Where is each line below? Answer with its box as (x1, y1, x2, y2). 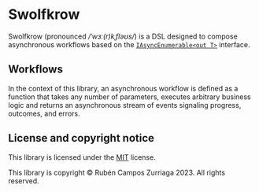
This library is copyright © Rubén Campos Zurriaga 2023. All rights (8, 168, 226, 177)
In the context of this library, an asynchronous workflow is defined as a (8, 83, 239, 93)
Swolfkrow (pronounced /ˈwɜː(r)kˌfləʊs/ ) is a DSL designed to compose (8, 31, 238, 41)
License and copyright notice (8, 131, 155, 145)
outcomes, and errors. (8, 109, 80, 118)
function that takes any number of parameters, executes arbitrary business (8, 92, 251, 102)
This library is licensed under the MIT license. (8, 152, 156, 162)
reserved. (8, 175, 39, 186)
